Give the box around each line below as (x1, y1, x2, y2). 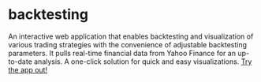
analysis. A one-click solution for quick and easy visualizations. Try (34, 57, 252, 66)
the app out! (8, 65, 48, 74)
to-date (8, 57, 33, 66)
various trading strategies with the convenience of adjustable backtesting (8, 39, 247, 49)
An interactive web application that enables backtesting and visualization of (8, 32, 254, 41)
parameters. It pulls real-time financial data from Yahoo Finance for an (8, 48, 237, 58)
